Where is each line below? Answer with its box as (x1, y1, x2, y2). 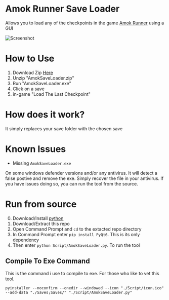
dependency (12, 237, 39, 243)
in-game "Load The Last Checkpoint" (12, 91, 91, 97)
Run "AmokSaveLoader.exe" (12, 80, 72, 86)
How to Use (5, 53, 55, 64)
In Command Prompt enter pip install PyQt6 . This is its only (12, 231, 140, 237)
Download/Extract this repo (12, 220, 70, 227)
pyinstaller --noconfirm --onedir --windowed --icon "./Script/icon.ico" (5, 285, 164, 290)
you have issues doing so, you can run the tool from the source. (5, 180, 138, 186)
